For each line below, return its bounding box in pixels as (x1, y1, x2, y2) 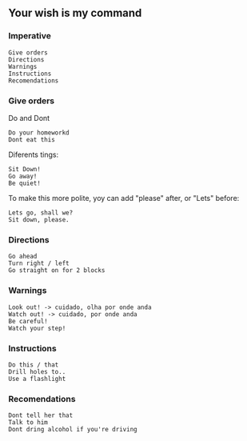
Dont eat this (8, 135, 56, 143)
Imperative (8, 30, 52, 42)
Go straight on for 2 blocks (8, 267, 106, 275)
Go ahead (8, 252, 38, 261)
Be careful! (8, 317, 48, 325)
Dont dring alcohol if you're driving (8, 426, 137, 434)
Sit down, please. (8, 215, 70, 223)
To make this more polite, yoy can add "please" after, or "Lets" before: (8, 193, 240, 202)
